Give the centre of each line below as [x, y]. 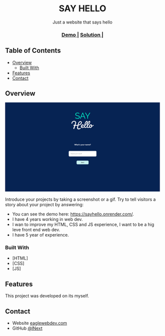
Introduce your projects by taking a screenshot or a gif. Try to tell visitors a [81, 199]
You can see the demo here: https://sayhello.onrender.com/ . [73, 214]
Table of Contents [33, 51]
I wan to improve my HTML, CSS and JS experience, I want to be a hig [83, 225]
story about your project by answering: [44, 205]
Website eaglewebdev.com [40, 323]
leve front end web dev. [36, 230]
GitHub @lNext [27, 328]
